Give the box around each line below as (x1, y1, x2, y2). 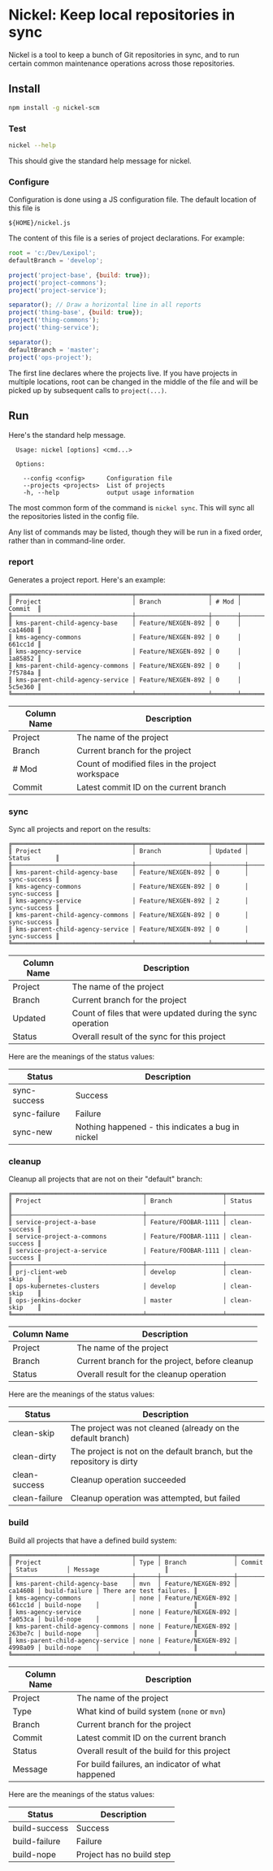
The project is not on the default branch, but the (70, 1446, 253, 1457)
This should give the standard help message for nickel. (8, 156, 193, 166)
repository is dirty (70, 1456, 138, 1467)
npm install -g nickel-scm (8, 103, 100, 111)
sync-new (12, 1127, 53, 1137)
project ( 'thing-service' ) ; (8, 323, 100, 332)
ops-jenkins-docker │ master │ (15, 1297, 227, 1305)
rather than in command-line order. (8, 536, 126, 546)
